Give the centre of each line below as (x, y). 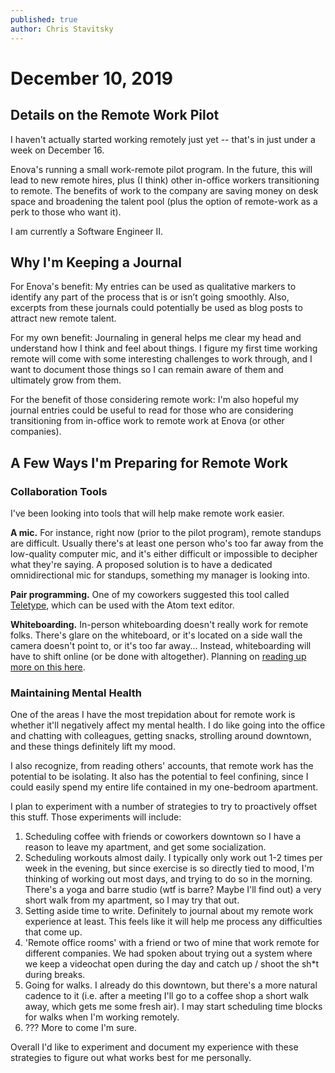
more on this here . (48, 667)
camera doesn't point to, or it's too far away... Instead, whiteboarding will (161, 645)
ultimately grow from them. (66, 380)
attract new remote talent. (63, 318)
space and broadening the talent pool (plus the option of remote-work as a (164, 201)
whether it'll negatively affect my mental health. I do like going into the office (168, 725)
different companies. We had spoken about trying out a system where (168, 953)
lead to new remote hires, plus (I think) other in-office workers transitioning (165, 180)
